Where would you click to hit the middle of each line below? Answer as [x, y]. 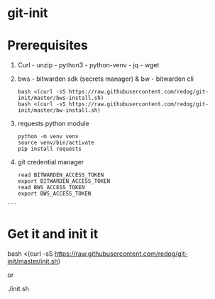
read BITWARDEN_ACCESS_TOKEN [61, 175]
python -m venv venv [48, 137]
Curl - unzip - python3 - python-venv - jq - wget [88, 65]
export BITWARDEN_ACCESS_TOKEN [64, 181]
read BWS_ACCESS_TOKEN [51, 188]
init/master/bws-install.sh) [61, 98]
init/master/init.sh [33, 261]
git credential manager [50, 162]
